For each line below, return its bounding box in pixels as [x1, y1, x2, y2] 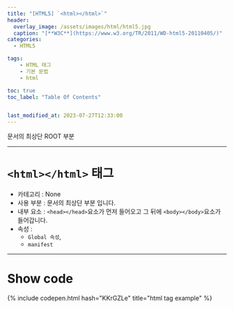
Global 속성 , [27, 232, 61, 241]
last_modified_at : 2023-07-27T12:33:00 [7, 112, 123, 119]
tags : [7, 55, 23, 63]
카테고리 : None [17, 190, 61, 198]
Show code [7, 271, 73, 287]
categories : [7, 36, 42, 43]
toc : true [7, 87, 36, 94]
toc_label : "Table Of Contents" [7, 93, 101, 101]
